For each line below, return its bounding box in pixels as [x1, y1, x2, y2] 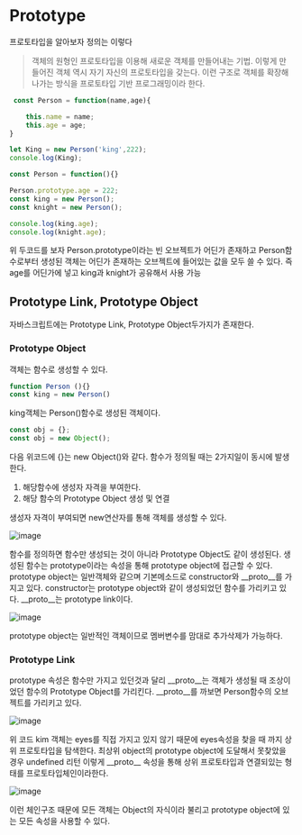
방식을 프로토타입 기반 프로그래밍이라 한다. [55, 77, 206, 88]
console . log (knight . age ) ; [9, 227, 106, 237]
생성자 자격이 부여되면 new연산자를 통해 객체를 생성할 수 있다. [9, 513, 227, 523]
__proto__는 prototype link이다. [21, 594, 133, 604]
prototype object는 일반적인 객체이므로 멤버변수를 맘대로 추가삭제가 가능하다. [9, 631, 283, 641]
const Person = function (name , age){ [13, 95, 151, 104]
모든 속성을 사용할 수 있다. [18, 816, 111, 827]
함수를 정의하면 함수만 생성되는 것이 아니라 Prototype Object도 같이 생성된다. [9, 549, 282, 559]
